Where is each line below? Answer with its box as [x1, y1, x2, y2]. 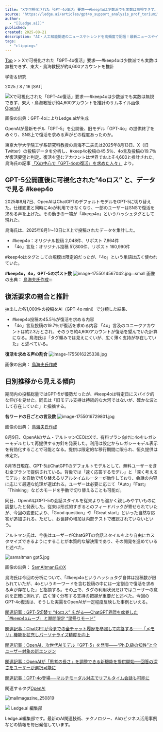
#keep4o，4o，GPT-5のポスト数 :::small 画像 [5, 271, 155, 277]
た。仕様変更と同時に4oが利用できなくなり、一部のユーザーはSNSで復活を [5, 205, 155, 211]
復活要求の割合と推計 [5, 292, 69, 300]
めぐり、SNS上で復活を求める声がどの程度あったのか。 [5, 131, 115, 137]
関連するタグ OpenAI [5, 685, 46, 692]
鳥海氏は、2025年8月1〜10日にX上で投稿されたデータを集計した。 [5, 227, 138, 233]
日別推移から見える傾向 [5, 377, 75, 385]
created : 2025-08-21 [5, 30, 47, 35]
